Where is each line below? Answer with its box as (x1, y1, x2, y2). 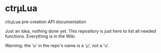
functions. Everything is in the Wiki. (5, 33, 77, 39)
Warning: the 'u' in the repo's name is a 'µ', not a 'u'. (5, 42, 110, 48)
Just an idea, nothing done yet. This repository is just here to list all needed (5, 28, 156, 34)
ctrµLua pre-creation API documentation (5, 19, 86, 25)
